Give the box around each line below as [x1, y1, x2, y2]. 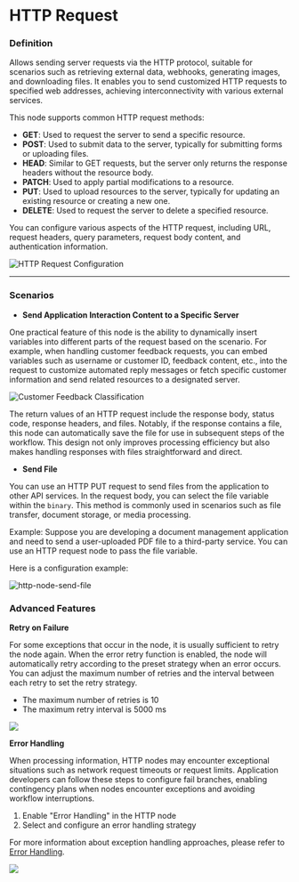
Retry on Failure [9, 622, 69, 633]
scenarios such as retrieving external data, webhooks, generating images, [9, 67, 280, 77]
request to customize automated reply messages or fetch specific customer [9, 364, 287, 375]
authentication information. [9, 241, 109, 252]
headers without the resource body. [21, 167, 154, 178]
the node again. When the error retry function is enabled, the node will [9, 649, 267, 659]
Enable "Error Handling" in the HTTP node [21, 811, 176, 821]
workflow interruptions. [9, 793, 95, 804]
